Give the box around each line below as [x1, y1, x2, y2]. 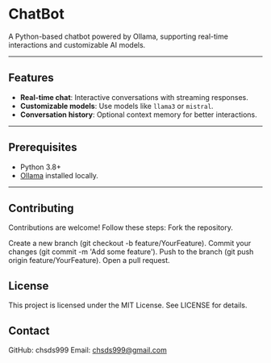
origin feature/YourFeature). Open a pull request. [8, 256, 171, 265]
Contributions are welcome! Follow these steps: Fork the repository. [8, 223, 234, 232]
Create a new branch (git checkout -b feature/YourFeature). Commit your [8, 239, 252, 248]
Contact [8, 323, 50, 337]
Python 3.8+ [19, 162, 62, 172]
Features [8, 71, 54, 85]
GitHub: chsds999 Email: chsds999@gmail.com [8, 345, 167, 355]
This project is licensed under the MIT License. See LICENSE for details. [8, 300, 248, 311]
